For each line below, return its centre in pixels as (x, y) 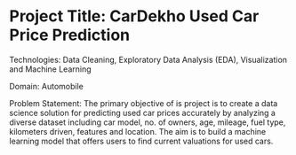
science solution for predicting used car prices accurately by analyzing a (142, 112)
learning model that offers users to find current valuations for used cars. (141, 141)
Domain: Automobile (47, 86)
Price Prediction (70, 35)
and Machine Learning (50, 69)
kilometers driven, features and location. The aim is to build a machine (138, 131)
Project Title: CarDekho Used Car (134, 16)
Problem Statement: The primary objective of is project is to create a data (144, 103)
